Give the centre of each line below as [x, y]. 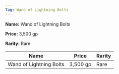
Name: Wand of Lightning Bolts [38, 24]
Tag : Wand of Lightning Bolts [37, 10]
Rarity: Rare [18, 43]
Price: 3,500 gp [22, 33]
